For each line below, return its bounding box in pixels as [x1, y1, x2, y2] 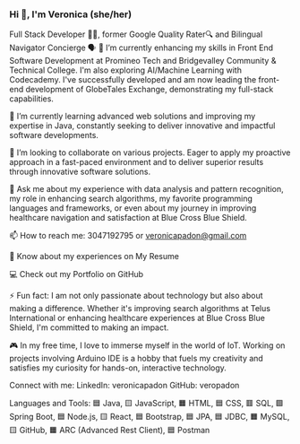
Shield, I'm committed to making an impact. [9, 322, 169, 333]
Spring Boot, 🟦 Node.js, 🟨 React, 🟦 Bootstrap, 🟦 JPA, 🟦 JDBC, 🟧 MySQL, [9, 412, 290, 422]
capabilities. [9, 93, 54, 104]
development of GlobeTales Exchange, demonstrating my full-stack [25, 84, 274, 95]
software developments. [9, 130, 99, 141]
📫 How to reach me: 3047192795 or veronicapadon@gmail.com [9, 231, 247, 241]
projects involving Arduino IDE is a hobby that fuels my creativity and [9, 353, 264, 364]
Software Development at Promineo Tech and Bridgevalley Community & [9, 56, 277, 66]
